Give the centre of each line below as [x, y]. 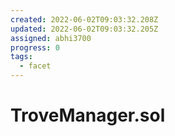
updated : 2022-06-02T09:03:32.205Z [84, 29]
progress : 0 [35, 47]
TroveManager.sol [88, 115]
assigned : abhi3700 [51, 38]
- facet [35, 66]
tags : [21, 57]
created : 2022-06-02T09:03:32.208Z [84, 19]
